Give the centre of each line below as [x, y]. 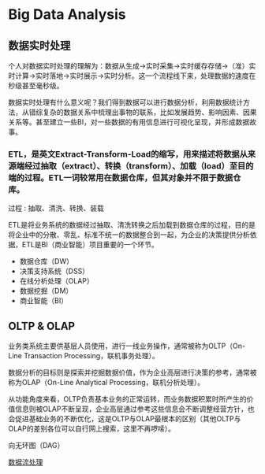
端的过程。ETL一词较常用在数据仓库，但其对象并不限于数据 [121, 177]
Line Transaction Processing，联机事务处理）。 [84, 356]
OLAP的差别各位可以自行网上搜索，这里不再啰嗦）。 [92, 429]
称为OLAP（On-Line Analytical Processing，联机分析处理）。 [106, 383]
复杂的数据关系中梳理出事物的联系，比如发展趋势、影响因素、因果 [149, 112]
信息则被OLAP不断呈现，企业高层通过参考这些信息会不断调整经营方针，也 [134, 409]
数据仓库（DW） [46, 261]
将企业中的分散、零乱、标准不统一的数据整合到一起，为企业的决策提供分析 [129, 235]
